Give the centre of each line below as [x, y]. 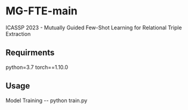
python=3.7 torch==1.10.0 [37, 67]
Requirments [30, 53]
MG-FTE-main [42, 11]
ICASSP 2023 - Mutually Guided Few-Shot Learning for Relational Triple [94, 27]
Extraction [18, 33]
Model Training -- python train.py [47, 100]
